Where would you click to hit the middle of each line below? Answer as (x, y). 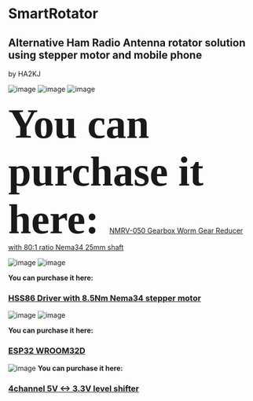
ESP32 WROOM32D (47, 351)
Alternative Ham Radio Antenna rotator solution (127, 43)
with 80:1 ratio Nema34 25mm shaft (66, 247)
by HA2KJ (25, 74)
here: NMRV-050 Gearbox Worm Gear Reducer (126, 219)
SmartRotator (53, 14)
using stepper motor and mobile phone (105, 55)
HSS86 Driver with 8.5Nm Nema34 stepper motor (105, 298)
